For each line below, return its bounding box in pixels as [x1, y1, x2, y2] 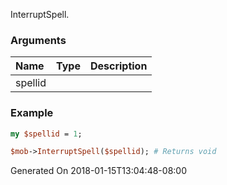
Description [89, 59, 148, 73]
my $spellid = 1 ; [10, 129, 83, 139]
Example [10, 106, 54, 120]
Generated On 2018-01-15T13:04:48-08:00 [10, 165, 187, 177]
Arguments [10, 33, 67, 47]
